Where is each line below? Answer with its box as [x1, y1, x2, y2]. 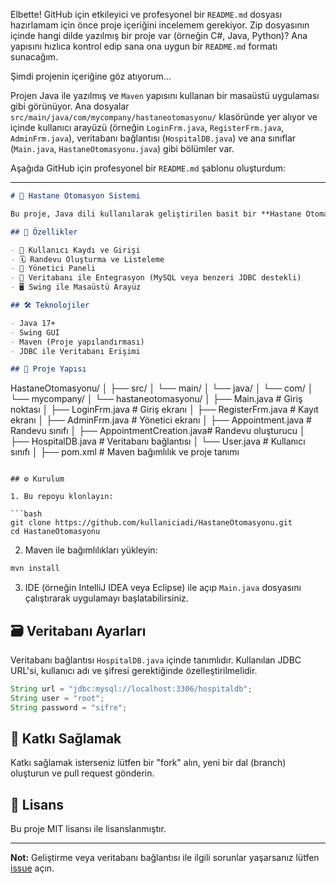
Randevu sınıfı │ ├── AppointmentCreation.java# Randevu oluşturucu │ [10, 425, 306, 437]
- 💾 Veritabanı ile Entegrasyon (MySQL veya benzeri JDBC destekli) [10, 273, 302, 283]
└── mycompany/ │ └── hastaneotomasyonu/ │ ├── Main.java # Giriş [10, 393, 303, 405]
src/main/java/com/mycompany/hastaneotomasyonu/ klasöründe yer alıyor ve [10, 111, 318, 123]
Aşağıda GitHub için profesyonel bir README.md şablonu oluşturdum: [10, 162, 287, 174]
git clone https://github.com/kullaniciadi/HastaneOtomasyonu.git [10, 518, 293, 528]
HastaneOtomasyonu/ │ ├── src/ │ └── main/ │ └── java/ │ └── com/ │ [10, 382, 314, 394]
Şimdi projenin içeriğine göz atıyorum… [10, 70, 172, 82]
